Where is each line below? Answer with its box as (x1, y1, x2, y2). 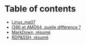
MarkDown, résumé (11, 29, 51, 35)
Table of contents (4, 3, 76, 14)
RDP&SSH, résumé (11, 34, 49, 40)
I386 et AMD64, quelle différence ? (11, 24, 81, 30)
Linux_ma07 (11, 19, 36, 25)
